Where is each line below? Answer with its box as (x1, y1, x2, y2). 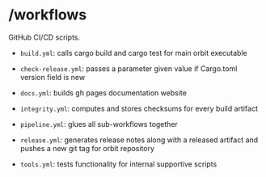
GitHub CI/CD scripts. (8, 32, 81, 42)
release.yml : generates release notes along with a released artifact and (19, 135, 259, 145)
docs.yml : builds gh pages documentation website (19, 87, 188, 98)
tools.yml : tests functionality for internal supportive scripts (19, 159, 217, 169)
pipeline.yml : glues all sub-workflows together (19, 119, 178, 129)
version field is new (19, 72, 86, 82)
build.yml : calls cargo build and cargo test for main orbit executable (19, 48, 248, 57)
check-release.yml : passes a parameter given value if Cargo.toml (19, 63, 238, 74)
